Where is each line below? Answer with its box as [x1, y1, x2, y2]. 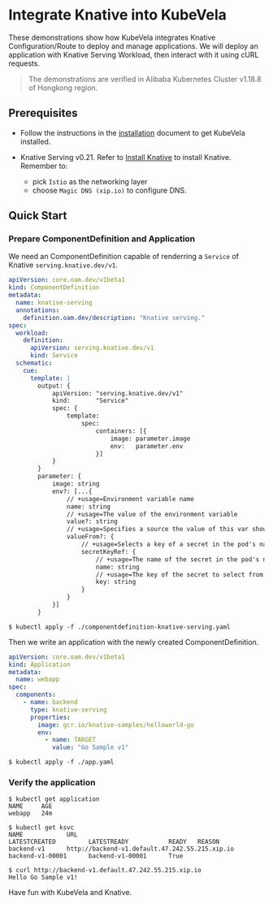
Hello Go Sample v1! [8, 873, 79, 882]
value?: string [66, 517, 118, 526]
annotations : [15, 306, 60, 314]
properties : [29, 713, 71, 721]
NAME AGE [8, 802, 53, 811]
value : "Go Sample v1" [51, 743, 129, 752]
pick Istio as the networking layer [32, 176, 148, 186]
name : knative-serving [15, 299, 93, 307]
